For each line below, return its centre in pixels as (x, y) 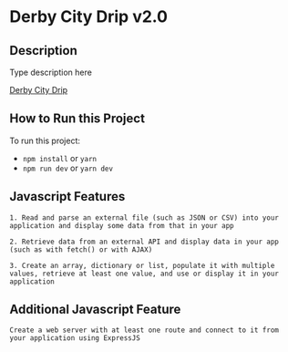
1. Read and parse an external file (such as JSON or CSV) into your (144, 217)
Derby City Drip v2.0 (89, 17)
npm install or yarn (60, 158)
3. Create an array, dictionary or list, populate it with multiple (142, 265)
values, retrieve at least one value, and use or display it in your (144, 274)
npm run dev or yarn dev (68, 168)
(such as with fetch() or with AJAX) (81, 249)
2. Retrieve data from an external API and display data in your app (144, 242)
